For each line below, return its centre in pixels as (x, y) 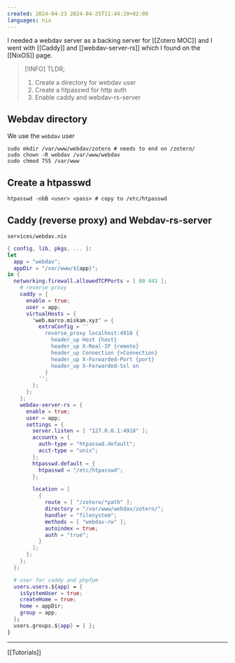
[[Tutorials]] (24, 652)
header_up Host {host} (84, 340)
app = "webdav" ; (37, 261)
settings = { (45, 425)
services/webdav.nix (37, 236)
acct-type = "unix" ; (68, 451)
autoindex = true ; (71, 528)
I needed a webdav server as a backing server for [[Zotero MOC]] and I (110, 40)
